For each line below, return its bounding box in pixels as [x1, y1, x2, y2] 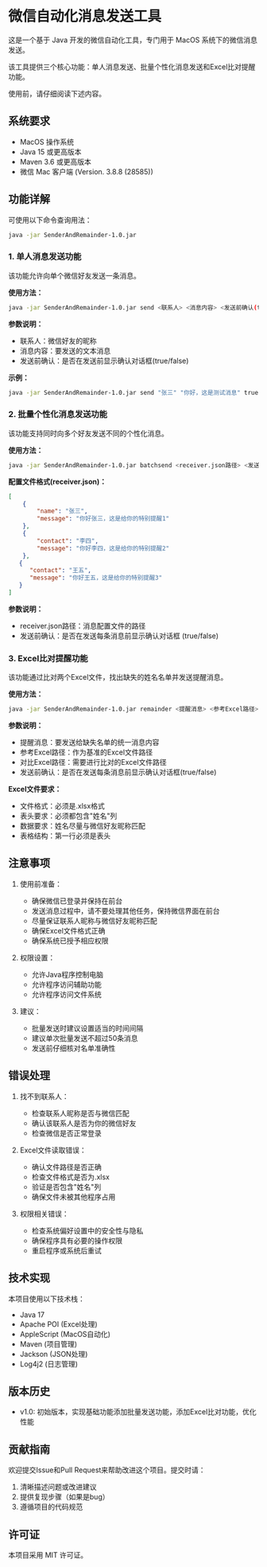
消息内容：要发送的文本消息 [19, 345, 111, 355]
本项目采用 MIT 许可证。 [8, 1549, 88, 1560]
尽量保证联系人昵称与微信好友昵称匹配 [31, 916, 157, 926]
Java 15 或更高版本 [19, 146, 82, 156]
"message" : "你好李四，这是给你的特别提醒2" [37, 544, 170, 552]
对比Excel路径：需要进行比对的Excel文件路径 [19, 758, 167, 767]
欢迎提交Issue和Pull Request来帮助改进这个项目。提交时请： [8, 1465, 206, 1475]
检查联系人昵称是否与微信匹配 [31, 1108, 130, 1118]
